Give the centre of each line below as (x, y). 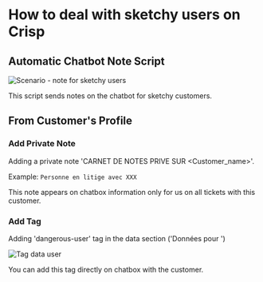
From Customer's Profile (71, 121)
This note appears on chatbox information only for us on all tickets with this (132, 192)
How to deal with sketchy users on (124, 15)
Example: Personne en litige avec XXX (73, 177)
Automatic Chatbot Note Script (86, 61)
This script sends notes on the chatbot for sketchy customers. (110, 96)
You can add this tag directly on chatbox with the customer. (106, 269)
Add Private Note (42, 144)
